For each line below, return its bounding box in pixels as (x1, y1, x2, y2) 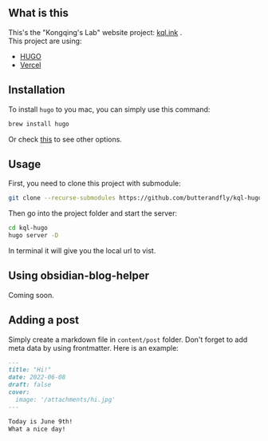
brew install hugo (8, 120, 69, 128)
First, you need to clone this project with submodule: (8, 179, 181, 189)
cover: (8, 388, 30, 396)
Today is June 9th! (8, 417, 73, 426)
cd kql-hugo (8, 224, 48, 232)
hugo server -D (8, 232, 59, 240)
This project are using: (8, 36, 82, 46)
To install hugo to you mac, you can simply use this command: (8, 104, 211, 114)
